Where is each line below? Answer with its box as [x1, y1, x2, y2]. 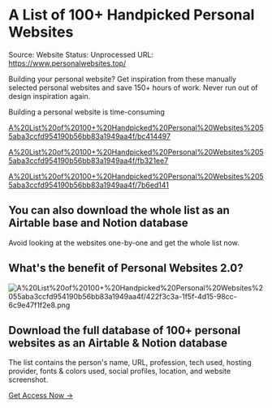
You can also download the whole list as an [8, 204, 230, 217]
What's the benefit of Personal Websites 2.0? [8, 261, 244, 275]
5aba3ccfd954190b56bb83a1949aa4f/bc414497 [8, 131, 171, 141]
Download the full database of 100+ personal [8, 323, 241, 337]
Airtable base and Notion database [8, 217, 188, 230]
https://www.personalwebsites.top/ [8, 58, 127, 68]
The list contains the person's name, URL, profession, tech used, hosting [8, 358, 252, 367]
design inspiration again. [8, 91, 91, 101]
